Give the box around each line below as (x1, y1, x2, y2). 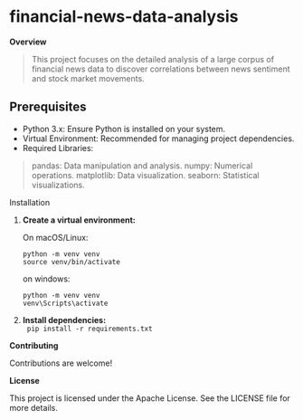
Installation (9, 196, 51, 207)
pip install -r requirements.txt (26, 324, 153, 333)
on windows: (22, 273, 71, 284)
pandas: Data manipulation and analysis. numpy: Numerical (31, 160, 253, 171)
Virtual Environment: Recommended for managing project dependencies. (22, 133, 295, 144)
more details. (9, 402, 59, 413)
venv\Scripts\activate (22, 299, 109, 308)
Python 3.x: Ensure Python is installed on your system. (22, 123, 226, 134)
